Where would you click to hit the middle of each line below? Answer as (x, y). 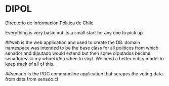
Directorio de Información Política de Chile (49, 23)
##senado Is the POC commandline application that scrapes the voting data (84, 73)
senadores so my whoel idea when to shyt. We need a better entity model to (85, 58)
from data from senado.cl (32, 79)
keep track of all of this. (30, 64)
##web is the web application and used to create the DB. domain (73, 42)
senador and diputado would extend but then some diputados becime (78, 53)
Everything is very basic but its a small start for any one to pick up (74, 32)
